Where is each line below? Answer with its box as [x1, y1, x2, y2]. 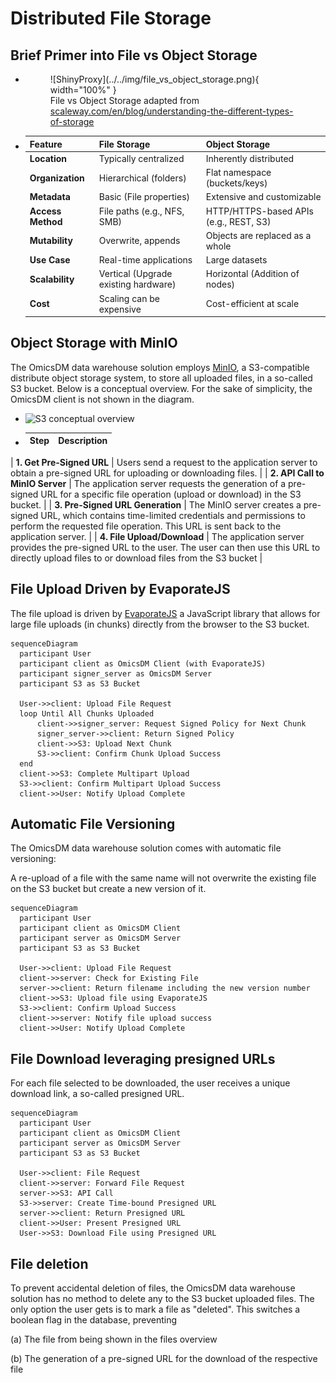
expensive [98, 303, 142, 315]
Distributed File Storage [10, 7, 212, 30]
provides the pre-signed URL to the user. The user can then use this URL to [10, 541, 321, 553]
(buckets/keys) [205, 177, 268, 189]
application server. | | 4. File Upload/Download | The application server [10, 530, 305, 542]
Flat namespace [205, 167, 272, 178]
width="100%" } [49, 84, 117, 96]
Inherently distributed [205, 152, 295, 164]
